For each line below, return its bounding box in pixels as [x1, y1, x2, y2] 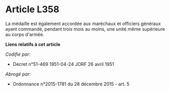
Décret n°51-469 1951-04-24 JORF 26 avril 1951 [12, 61, 115, 67]
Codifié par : [5, 51, 31, 57]
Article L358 [5, 4, 60, 15]
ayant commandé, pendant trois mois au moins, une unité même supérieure [5, 26, 165, 32]
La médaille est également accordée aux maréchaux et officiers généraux [5, 20, 161, 27]
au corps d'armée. [5, 31, 45, 37]
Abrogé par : [5, 71, 31, 77]
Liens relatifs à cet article [5, 41, 61, 47]
